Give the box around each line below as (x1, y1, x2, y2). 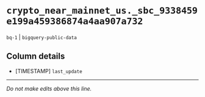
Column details (6, 51, 65, 62)
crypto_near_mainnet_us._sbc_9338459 (6, 5, 198, 16)
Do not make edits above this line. (6, 85, 92, 92)
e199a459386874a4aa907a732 (6, 16, 143, 27)
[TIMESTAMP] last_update (15, 67, 82, 74)
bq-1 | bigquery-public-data (6, 33, 77, 41)
